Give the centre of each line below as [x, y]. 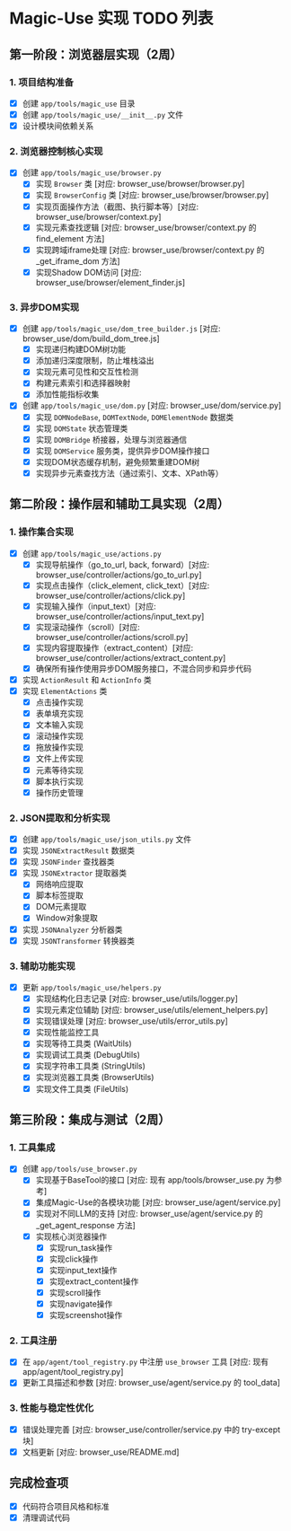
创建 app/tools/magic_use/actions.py [92, 553]
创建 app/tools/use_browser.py [79, 1169]
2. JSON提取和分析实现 [60, 818]
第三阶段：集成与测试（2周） [90, 1119]
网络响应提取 [59, 884]
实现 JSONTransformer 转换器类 [79, 940]
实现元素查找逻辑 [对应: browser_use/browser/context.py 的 [146, 227]
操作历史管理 [59, 792]
